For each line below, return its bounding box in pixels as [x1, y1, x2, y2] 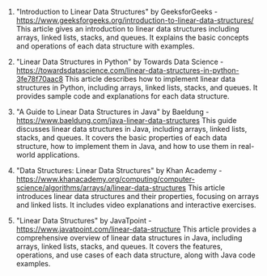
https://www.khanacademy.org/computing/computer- [15, 174, 196, 184]
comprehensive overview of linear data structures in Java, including [15, 233, 243, 242]
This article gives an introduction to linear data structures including [15, 24, 239, 33]
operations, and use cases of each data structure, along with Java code [15, 250, 256, 260]
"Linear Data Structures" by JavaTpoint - [15, 216, 152, 225]
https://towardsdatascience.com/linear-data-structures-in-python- [15, 66, 239, 75]
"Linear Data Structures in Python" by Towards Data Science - [15, 57, 224, 66]
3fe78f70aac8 [15, 74, 63, 83]
